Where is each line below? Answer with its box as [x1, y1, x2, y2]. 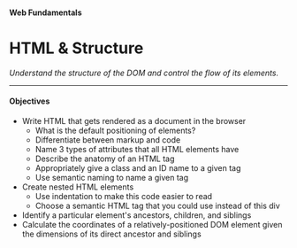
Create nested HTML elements [21, 182, 134, 192]
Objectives [9, 96, 50, 106]
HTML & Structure [9, 38, 144, 58]
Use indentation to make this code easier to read [34, 190, 213, 201]
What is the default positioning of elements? [34, 125, 196, 136]
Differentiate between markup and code [34, 134, 181, 145]
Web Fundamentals [9, 7, 82, 18]
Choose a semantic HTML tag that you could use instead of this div [34, 200, 280, 211]
